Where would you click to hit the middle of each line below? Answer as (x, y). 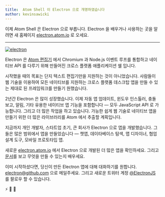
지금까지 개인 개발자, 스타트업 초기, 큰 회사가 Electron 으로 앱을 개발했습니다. (79, 127)
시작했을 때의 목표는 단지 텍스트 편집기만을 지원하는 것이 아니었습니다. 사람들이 (81, 76)
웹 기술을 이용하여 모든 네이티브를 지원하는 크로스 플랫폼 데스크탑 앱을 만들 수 (79, 82)
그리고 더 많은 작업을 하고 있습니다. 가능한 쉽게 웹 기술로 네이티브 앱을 (90, 111)
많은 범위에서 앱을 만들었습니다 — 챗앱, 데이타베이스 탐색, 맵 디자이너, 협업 (85, 133)
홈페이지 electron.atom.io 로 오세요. (54, 35)
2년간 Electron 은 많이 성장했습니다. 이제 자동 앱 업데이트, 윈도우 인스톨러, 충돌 (81, 98)
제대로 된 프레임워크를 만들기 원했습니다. (49, 88)
